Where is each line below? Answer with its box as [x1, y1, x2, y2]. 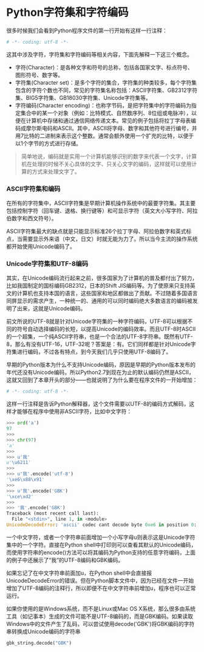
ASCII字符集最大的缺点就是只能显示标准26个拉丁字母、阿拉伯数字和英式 [6, 227, 186, 235]
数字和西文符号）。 [11, 215, 57, 222]
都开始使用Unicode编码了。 [6, 243, 76, 250]
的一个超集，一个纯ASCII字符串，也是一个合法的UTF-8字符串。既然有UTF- [6, 333, 193, 341]
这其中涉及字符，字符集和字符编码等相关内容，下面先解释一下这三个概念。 [6, 50, 192, 58]
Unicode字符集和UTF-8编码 [6, 260, 89, 268]
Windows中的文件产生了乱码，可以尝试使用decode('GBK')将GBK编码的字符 [6, 620, 195, 627]
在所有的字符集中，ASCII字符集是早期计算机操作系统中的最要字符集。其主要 [6, 199, 196, 207]
